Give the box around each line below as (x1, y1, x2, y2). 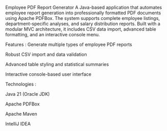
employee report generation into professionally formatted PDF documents (5, 10, 161, 16)
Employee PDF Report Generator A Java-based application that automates (5, 5, 162, 10)
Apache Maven (5, 111, 37, 117)
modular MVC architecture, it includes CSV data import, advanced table (5, 26, 156, 32)
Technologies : (5, 81, 37, 87)
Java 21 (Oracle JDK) (5, 91, 50, 97)
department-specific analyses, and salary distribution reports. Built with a (5, 20, 160, 27)
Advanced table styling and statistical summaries (5, 61, 109, 67)
